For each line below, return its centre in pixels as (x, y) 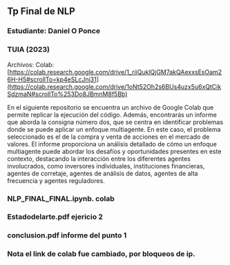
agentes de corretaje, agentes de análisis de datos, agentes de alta (103, 173)
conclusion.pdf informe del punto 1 (67, 235)
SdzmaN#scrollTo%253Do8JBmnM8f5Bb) (67, 94)
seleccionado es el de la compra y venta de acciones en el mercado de (108, 137)
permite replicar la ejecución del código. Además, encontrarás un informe (112, 115)
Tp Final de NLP (41, 11)
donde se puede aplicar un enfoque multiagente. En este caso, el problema (114, 129)
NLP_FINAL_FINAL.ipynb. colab (61, 198)
